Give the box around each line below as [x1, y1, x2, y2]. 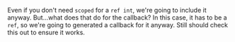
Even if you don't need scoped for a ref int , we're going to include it [7, 6, 207, 14]
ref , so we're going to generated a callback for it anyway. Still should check [7, 21, 229, 29]
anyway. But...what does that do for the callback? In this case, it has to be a [7, 13, 228, 22]
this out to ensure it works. [7, 28, 85, 36]
